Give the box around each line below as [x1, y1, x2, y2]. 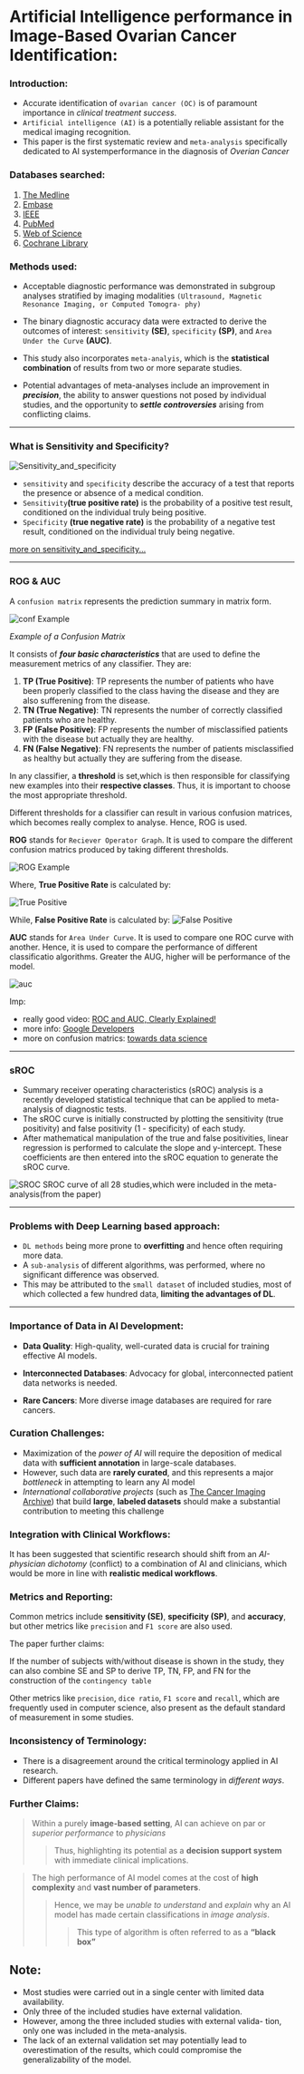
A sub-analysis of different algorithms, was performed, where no [22, 1260, 265, 1271]
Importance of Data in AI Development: [9, 1319, 184, 1332]
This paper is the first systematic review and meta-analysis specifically [22, 136, 288, 147]
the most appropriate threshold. [9, 789, 128, 800]
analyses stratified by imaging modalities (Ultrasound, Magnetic [22, 290, 262, 301]
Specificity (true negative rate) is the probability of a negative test [22, 517, 276, 528]
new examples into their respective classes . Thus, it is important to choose [9, 780, 291, 791]
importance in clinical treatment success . [22, 107, 177, 119]
